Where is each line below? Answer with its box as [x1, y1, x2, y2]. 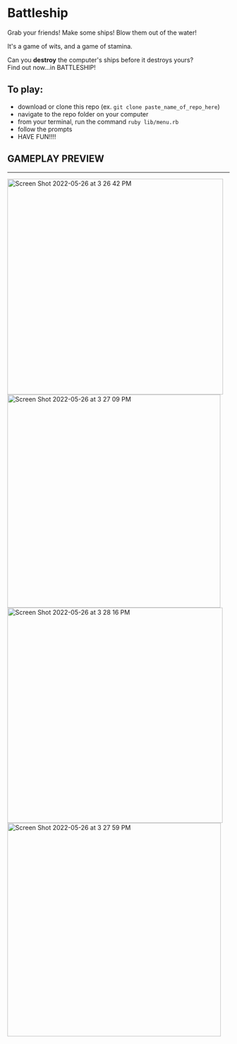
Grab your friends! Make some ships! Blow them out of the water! [7, 28, 197, 37]
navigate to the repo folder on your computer [17, 109, 149, 118]
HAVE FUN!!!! [17, 132, 56, 140]
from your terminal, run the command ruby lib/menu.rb [17, 117, 179, 126]
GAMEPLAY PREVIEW [7, 153, 104, 165]
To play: [7, 83, 44, 96]
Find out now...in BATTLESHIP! [7, 63, 97, 71]
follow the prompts [17, 125, 73, 133]
